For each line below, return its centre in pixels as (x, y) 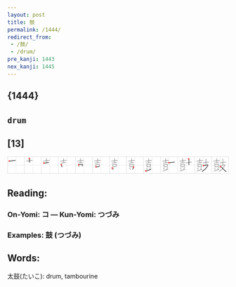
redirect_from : (29, 37)
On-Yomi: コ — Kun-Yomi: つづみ (63, 215)
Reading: (27, 193)
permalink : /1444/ (34, 29)
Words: (24, 259)
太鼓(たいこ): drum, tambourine (53, 276)
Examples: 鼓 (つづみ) (45, 235)
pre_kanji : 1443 (31, 60)
